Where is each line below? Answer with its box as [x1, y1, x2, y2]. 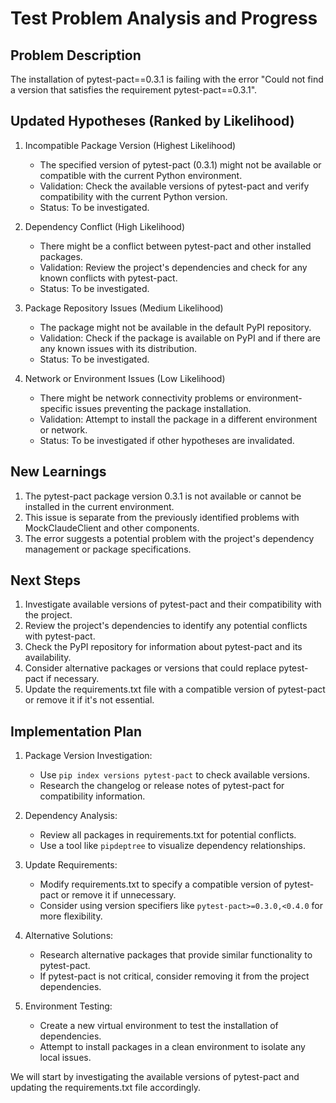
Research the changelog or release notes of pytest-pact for [39, 780, 285, 792]
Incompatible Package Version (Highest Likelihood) [24, 139, 237, 151]
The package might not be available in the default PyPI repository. [39, 321, 312, 333]
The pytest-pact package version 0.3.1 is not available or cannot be [24, 490, 302, 502]
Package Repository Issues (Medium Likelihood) [24, 302, 224, 314]
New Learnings [10, 463, 107, 481]
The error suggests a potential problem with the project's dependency [24, 532, 315, 544]
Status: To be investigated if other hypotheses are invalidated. [39, 434, 295, 446]
